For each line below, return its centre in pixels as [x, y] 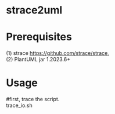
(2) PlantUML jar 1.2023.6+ [38, 60]
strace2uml [34, 10]
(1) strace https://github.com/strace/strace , [57, 53]
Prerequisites [39, 37]
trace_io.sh [19, 105]
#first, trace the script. [33, 99]
